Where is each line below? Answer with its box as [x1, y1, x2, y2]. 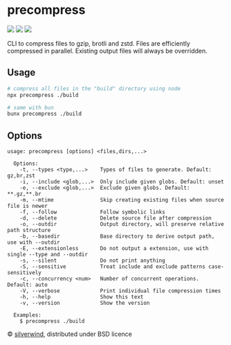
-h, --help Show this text [19, 294, 144, 301]
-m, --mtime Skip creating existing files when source [19, 197, 225, 204]
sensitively [7, 269, 41, 276]
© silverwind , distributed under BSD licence [7, 330, 133, 338]
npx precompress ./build [7, 91, 79, 98]
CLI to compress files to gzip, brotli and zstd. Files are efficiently [7, 39, 190, 47]
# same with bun [7, 104, 54, 111]
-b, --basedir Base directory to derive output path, [19, 233, 215, 240]
